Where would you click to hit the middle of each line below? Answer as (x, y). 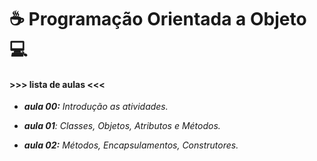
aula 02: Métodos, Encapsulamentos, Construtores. (131, 145)
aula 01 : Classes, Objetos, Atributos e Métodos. (122, 126)
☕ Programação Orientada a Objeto (158, 19)
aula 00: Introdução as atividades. (96, 107)
